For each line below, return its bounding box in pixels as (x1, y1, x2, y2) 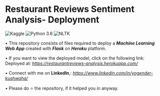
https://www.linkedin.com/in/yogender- (72, 70, 154, 76)
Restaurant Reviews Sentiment (5, 3, 135, 15)
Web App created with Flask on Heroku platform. (5, 45, 107, 51)
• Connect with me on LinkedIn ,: (5, 70, 72, 76)
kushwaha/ (5, 75, 28, 81)
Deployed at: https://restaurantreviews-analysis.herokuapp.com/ (5, 60, 138, 66)
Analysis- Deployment (5, 14, 100, 25)
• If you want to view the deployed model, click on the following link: (5, 55, 145, 61)
